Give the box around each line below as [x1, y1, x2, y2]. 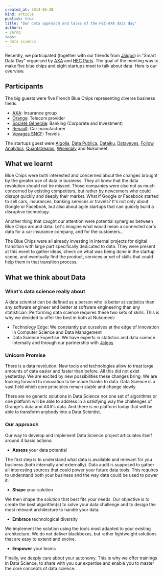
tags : [5, 35, 16, 40]
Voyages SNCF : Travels [12, 131, 60, 137]
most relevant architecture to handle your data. [5, 507, 100, 512]
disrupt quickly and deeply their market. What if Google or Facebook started [5, 193, 159, 199]
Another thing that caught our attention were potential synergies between [5, 218, 153, 224]
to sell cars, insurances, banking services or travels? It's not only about [5, 199, 149, 205]
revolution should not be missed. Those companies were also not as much [5, 183, 155, 189]
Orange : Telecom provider [12, 115, 65, 121]
